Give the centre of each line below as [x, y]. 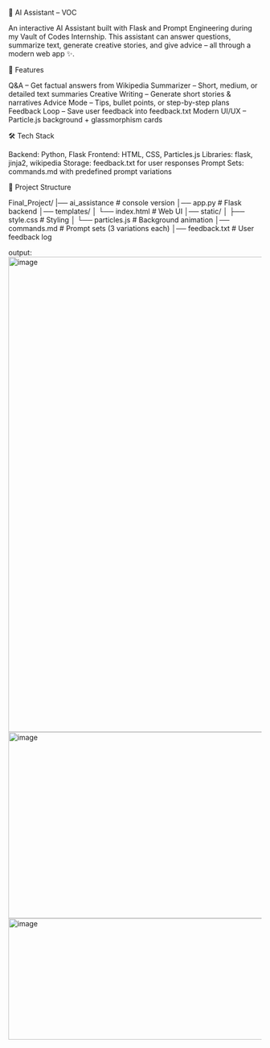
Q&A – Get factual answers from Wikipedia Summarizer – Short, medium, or [133, 85]
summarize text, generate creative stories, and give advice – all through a [130, 45]
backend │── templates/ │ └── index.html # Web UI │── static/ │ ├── [127, 211]
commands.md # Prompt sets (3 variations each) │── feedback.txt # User [131, 228]
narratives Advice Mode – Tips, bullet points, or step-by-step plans [119, 102]
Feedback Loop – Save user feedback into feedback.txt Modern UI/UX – [127, 111]
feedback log [30, 237]
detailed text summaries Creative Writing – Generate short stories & [120, 94]
